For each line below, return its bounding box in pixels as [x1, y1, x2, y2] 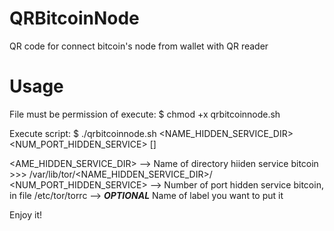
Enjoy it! [9, 208, 43, 221]
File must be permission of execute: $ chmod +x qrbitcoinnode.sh [9, 108, 281, 120]
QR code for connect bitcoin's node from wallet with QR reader [9, 40, 269, 52]
